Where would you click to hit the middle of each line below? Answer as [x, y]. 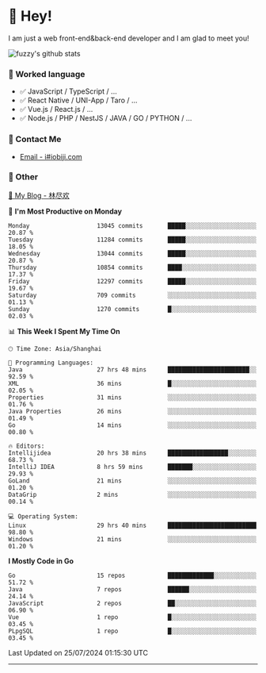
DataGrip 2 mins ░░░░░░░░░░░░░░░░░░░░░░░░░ [133, 494]
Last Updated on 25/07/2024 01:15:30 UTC [78, 652]
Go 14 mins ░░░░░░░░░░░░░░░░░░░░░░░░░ [133, 425]
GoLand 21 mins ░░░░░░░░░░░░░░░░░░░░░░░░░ [133, 481]
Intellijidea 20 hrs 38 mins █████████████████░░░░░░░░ [133, 453]
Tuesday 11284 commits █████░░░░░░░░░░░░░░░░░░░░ [133, 240]
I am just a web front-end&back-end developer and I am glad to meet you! [129, 38]
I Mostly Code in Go [41, 561]
